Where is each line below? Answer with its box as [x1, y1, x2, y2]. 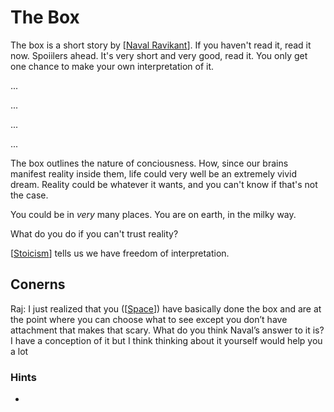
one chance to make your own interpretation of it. [10, 60, 215, 72]
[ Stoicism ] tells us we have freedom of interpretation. [10, 247, 230, 259]
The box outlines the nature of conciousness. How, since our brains [10, 157, 289, 169]
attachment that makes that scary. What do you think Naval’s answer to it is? [10, 324, 325, 336]
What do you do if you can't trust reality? [10, 227, 179, 240]
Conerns [10, 276, 66, 293]
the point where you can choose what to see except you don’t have [10, 313, 288, 325]
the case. [10, 189, 49, 201]
